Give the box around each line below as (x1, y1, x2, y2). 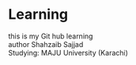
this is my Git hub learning (8, 31, 93, 41)
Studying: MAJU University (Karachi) (8, 48, 129, 57)
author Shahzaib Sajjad (8, 39, 84, 49)
